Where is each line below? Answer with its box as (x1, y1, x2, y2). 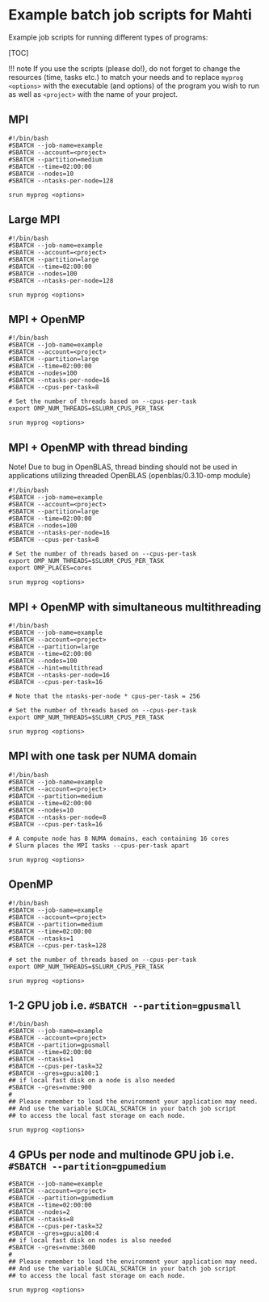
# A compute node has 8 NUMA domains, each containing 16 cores (8, 834, 229, 842)
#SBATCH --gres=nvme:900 (8, 1084, 92, 1092)
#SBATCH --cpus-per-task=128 (8, 941, 107, 950)
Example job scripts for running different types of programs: (8, 32, 208, 42)
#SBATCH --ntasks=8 (8, 1216, 74, 1224)
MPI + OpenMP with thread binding (8, 440, 188, 454)
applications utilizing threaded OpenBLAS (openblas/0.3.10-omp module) (8, 471, 251, 481)
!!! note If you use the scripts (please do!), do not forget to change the (8, 63, 241, 73)
